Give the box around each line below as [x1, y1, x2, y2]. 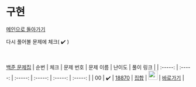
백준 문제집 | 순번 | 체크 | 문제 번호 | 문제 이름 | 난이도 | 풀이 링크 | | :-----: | [6, 64, 178, 71]
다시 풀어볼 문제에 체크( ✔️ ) [6, 38, 69, 45]
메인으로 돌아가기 [6, 26, 46, 33]
